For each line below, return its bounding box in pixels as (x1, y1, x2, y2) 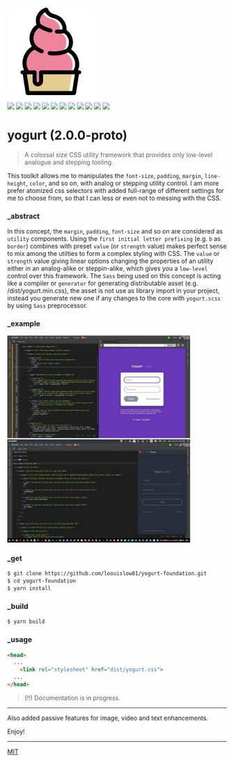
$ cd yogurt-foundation (7, 577, 77, 584)
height (7, 180, 26, 187)
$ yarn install (7, 585, 52, 592)
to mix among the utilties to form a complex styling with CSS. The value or (7, 250, 220, 258)
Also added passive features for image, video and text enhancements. (7, 714, 209, 722)
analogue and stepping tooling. (24, 158, 114, 166)
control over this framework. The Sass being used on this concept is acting (7, 272, 221, 280)
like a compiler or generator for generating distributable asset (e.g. (7, 279, 198, 287)
